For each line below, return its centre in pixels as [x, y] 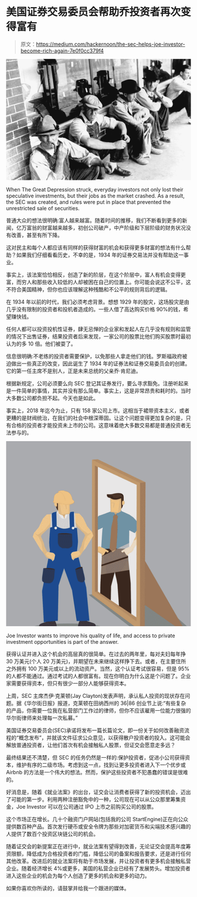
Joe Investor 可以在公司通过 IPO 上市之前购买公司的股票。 [86, 807]
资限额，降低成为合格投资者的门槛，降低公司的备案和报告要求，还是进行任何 [98, 854]
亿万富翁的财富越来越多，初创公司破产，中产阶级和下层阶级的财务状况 [101, 228]
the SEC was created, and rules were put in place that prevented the [89, 202]
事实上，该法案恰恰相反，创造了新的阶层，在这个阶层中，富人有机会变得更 [96, 275]
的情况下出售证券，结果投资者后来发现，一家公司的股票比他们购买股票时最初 [98, 337]
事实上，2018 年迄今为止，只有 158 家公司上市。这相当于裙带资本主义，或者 [98, 411]
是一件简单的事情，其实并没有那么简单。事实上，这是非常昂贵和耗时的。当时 [98, 391]
